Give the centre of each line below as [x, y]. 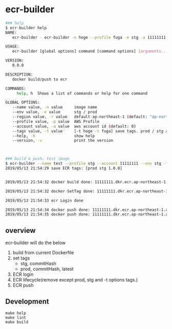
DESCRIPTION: [19, 74]
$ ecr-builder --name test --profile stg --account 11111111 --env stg [83, 164]
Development [27, 301]
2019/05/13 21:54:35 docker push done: [48, 214]
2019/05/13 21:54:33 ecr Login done [44, 201]
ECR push [23, 286]
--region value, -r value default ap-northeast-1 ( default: [80, 117]
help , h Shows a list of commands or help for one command [82, 93]
